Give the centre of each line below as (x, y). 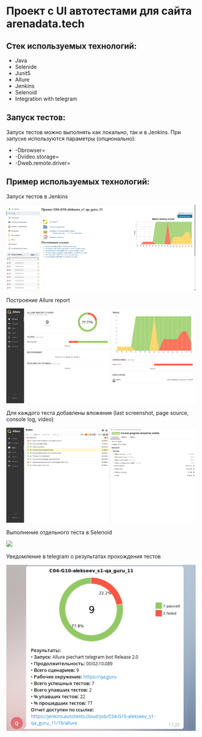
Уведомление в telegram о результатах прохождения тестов (84, 557)
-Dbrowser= (30, 150)
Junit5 (23, 73)
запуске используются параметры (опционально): (71, 138)
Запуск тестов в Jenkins (37, 196)
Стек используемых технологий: (72, 46)
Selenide (26, 67)
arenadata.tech (45, 24)
